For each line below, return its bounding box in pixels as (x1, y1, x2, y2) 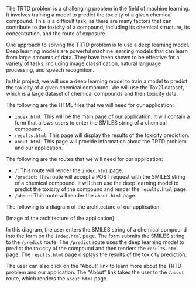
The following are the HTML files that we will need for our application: (6, 102, 174, 108)
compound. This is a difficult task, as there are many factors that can (6, 18, 172, 24)
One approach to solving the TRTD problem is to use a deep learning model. (6, 41, 190, 48)
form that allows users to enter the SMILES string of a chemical (14, 119, 167, 126)
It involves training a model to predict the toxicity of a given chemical (6, 11, 172, 18)
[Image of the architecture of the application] (6, 215, 115, 222)
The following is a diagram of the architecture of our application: (6, 203, 161, 210)
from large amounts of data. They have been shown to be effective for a (6, 54, 180, 61)
